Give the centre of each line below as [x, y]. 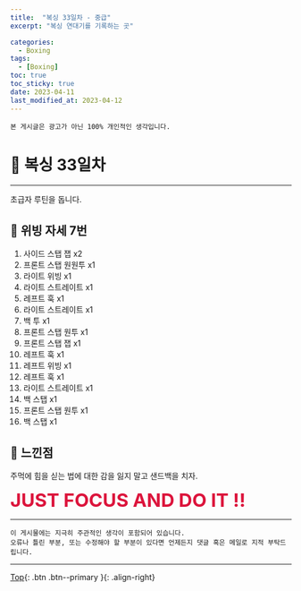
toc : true [29, 76]
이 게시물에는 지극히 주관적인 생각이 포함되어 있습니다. [98, 534]
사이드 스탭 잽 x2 [53, 254]
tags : [20, 59]
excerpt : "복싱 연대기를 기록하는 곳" [72, 26]
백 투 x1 [36, 321]
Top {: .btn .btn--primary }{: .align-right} [83, 578]
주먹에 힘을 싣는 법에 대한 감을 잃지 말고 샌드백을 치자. [104, 476]
